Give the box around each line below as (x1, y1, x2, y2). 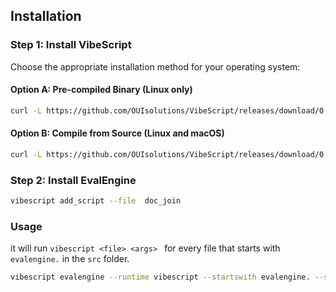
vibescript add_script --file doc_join (10, 196, 182, 206)
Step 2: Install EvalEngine (10, 173, 137, 187)
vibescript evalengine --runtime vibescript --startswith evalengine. (10, 272, 311, 283)
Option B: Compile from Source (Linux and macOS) (10, 127, 225, 139)
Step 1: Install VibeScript (10, 38, 132, 52)
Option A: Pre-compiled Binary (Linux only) (10, 84, 193, 96)
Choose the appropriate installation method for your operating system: (10, 60, 301, 73)
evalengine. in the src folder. (10, 253, 130, 265)
